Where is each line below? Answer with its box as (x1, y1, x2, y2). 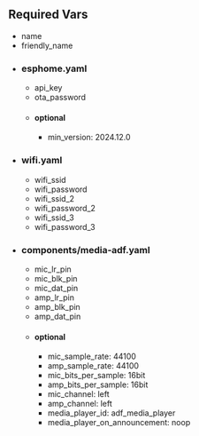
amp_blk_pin (34, 301, 80, 312)
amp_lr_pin (34, 292, 74, 303)
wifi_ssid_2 (34, 193, 75, 203)
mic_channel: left (47, 389, 110, 400)
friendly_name (20, 40, 73, 51)
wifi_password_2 (34, 202, 96, 213)
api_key (34, 83, 63, 93)
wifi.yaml (20, 155, 63, 167)
